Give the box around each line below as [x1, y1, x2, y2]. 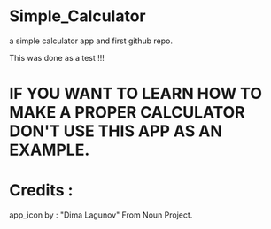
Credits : [9, 180, 74, 201]
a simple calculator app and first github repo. [9, 35, 174, 46]
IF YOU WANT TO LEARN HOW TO [9, 84, 263, 103]
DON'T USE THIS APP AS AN [9, 121, 223, 141]
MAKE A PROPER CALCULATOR [9, 103, 245, 123]
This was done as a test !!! [9, 52, 105, 63]
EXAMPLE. [9, 140, 90, 160]
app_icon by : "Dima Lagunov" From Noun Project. [9, 210, 193, 220]
